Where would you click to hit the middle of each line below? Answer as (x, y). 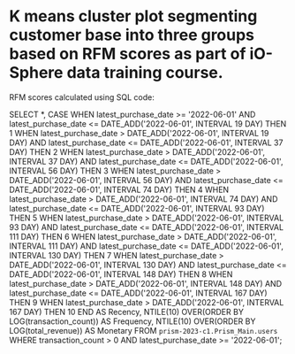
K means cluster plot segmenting (133, 16)
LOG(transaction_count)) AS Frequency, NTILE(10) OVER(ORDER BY (132, 321)
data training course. (145, 73)
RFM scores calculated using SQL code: (82, 97)
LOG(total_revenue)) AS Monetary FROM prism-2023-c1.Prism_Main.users (144, 330)
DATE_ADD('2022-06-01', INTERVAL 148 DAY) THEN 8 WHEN (121, 274)
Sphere (36, 73)
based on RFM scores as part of (128, 54)
